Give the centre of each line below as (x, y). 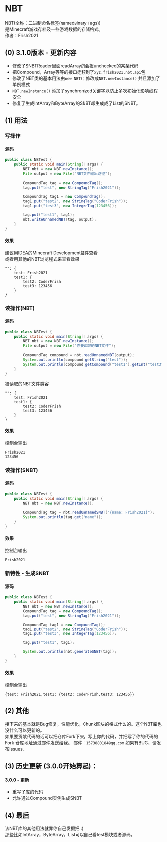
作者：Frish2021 (22, 35)
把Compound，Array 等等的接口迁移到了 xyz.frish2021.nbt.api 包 (79, 72)
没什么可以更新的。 (25, 730)
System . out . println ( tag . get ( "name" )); (63, 517)
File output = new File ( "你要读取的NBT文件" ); (69, 346)
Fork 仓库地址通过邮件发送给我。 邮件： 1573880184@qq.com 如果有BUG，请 (81, 742)
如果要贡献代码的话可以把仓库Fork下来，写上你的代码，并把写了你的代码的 (82, 736)
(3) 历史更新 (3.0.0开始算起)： (51, 766)
